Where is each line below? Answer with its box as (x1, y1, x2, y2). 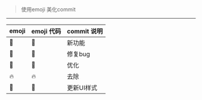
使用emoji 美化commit (20, 6, 76, 13)
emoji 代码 (31, 27, 61, 35)
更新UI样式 (67, 84, 97, 92)
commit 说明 (67, 27, 103, 35)
